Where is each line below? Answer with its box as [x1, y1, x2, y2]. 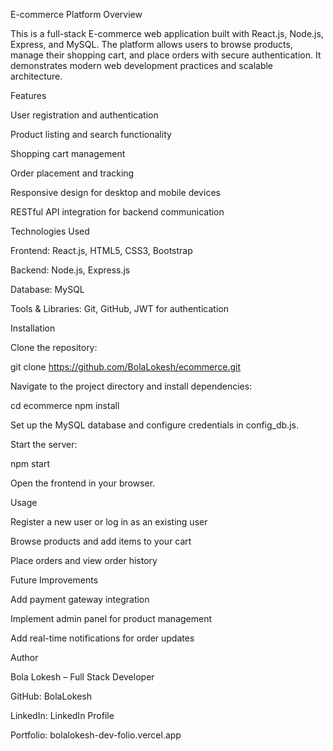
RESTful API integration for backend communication [10, 206, 225, 218]
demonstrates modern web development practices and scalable [10, 60, 274, 71]
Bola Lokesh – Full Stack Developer [10, 671, 155, 683]
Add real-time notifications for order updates [10, 632, 195, 644]
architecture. [10, 70, 63, 82]
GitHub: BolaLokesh [10, 690, 92, 702]
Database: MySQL [10, 284, 85, 295]
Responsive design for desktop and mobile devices [10, 187, 221, 198]
